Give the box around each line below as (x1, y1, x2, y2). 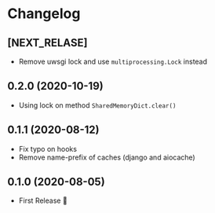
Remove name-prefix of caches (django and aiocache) (18, 152, 195, 162)
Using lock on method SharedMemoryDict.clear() (18, 100, 177, 110)
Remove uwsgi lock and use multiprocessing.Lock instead (18, 57, 208, 66)
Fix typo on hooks (18, 144, 78, 153)
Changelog (7, 5, 81, 23)
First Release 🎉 (18, 196, 67, 205)
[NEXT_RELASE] (7, 36, 88, 50)
